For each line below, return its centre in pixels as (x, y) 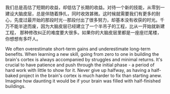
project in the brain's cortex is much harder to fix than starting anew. (91, 75)
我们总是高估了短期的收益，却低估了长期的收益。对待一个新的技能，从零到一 (85, 7)
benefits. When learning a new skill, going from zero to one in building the (82, 54)
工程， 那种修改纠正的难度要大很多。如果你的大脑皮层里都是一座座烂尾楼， (83, 32)
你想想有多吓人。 (23, 39)
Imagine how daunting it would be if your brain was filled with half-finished (83, 81)
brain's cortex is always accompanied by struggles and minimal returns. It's (84, 60)
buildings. (15, 86)
